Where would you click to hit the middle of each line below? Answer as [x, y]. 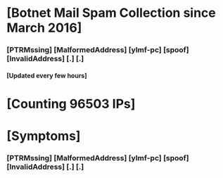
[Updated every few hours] [47, 75]
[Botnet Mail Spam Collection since [111, 13]
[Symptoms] [44, 136]
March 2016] [44, 28]
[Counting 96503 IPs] [71, 104]
